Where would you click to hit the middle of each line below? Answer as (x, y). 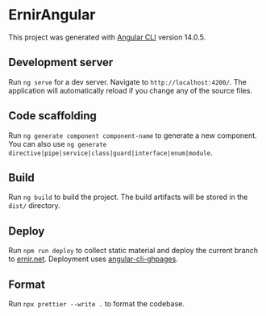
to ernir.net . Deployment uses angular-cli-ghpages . (94, 259)
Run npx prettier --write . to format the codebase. (97, 304)
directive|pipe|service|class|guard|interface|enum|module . (110, 152)
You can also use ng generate (58, 143)
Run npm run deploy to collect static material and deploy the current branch (133, 251)
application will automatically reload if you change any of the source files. (130, 90)
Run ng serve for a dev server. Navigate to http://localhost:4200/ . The (128, 81)
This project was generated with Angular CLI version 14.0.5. (107, 37)
